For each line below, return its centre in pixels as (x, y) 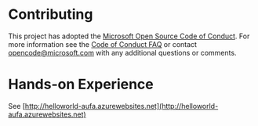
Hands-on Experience (81, 85)
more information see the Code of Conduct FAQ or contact (103, 44)
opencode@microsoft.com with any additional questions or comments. (122, 52)
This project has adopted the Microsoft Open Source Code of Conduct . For (129, 36)
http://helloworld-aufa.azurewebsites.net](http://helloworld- (122, 106)
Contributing (51, 14)
